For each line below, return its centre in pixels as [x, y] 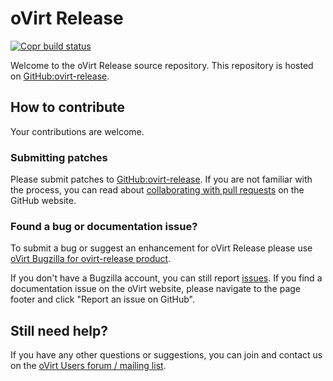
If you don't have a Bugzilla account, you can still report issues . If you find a [166, 278]
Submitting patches [59, 157]
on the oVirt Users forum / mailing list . [88, 366]
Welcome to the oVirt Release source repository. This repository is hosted [162, 65]
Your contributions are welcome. [77, 131]
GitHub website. [43, 201]
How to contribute [68, 107]
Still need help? [59, 330]
